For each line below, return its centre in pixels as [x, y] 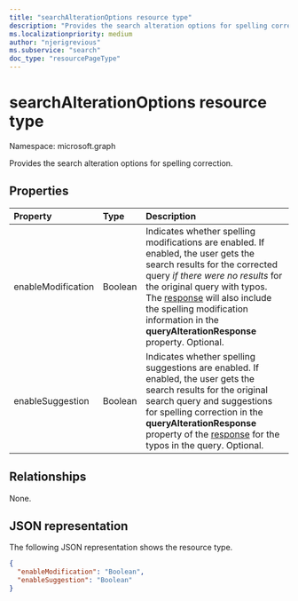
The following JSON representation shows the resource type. [121, 548]
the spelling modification [197, 309]
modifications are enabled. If [205, 242]
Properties [39, 191]
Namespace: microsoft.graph [63, 146]
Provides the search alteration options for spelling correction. [121, 163]
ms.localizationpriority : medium [71, 34]
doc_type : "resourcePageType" [65, 59]
